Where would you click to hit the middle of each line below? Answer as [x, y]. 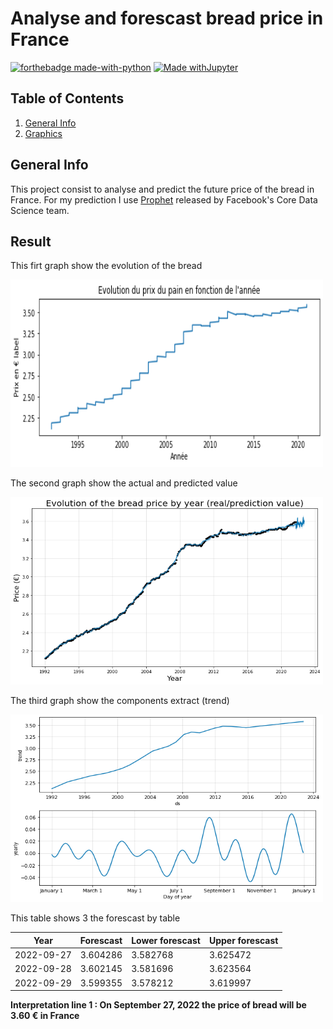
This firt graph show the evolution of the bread [106, 266]
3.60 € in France [45, 1016]
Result [31, 241]
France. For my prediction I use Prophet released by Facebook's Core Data [164, 199]
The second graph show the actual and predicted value [124, 483]
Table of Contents [67, 98]
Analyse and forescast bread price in [167, 18]
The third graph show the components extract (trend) [120, 701]
